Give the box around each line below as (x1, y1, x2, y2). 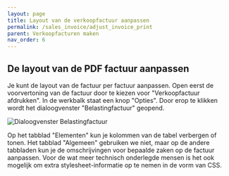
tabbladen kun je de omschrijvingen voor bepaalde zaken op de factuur (7, 146, 215, 154)
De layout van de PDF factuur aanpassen (7, 63, 190, 75)
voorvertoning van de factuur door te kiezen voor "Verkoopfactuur (7, 89, 200, 97)
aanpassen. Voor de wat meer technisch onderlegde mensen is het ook (7, 153, 215, 162)
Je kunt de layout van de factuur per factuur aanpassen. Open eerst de (7, 81, 213, 89)
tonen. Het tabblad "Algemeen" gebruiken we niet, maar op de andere (7, 138, 210, 146)
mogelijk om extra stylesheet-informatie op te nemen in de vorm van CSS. (7, 161, 222, 169)
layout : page (7, 10, 46, 18)
